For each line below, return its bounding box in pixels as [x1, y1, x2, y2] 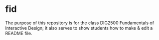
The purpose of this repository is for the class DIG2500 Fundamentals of [5, 20, 155, 26]
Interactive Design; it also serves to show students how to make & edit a [5, 25, 153, 31]
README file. [5, 30, 32, 36]
